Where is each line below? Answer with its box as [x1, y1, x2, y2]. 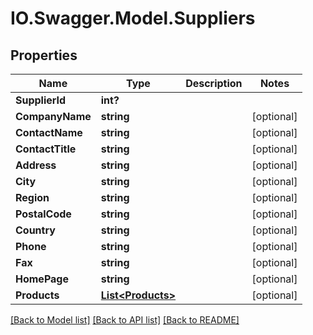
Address [15, 158, 57, 172]
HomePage [15, 272, 69, 286]
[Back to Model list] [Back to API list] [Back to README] [10, 314, 240, 326]
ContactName [15, 126, 83, 139]
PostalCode [15, 207, 72, 221]
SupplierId [15, 93, 67, 107]
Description [185, 77, 243, 90]
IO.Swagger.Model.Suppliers [10, 7, 256, 30]
